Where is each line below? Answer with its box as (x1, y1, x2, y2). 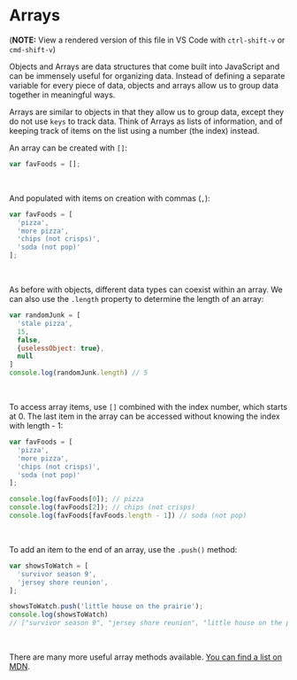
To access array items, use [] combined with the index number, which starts (9, 402, 288, 413)
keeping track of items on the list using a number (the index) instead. (9, 125, 260, 135)
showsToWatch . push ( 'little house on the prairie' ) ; (9, 602, 203, 611)
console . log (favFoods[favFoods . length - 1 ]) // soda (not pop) (9, 511, 247, 521)
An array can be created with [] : (9, 143, 128, 153)
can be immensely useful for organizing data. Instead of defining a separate (9, 70, 286, 81)
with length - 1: (9, 421, 64, 431)
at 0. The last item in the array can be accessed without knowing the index (9, 411, 280, 421)
